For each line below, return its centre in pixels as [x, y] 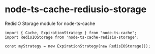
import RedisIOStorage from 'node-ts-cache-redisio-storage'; [72, 37]
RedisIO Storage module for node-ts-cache [50, 23]
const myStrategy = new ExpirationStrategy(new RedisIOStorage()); [78, 46]
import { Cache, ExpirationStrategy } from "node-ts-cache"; [71, 33]
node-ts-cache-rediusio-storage [76, 9]
